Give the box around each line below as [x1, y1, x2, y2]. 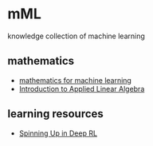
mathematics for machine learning [18, 75, 132, 85]
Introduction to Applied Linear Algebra [18, 84, 145, 93]
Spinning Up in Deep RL [18, 128, 97, 138]
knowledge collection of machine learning [7, 31, 145, 41]
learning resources [7, 107, 104, 120]
